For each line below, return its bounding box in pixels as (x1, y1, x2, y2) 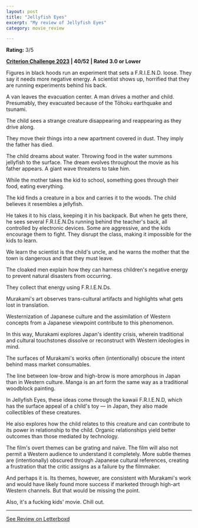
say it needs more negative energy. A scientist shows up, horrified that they (6, 76, 190, 83)
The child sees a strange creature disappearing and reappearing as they (6, 117, 181, 124)
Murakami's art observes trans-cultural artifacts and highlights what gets (6, 296, 183, 303)
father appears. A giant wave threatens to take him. (6, 165, 131, 172)
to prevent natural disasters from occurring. (6, 273, 112, 280)
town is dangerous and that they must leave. (6, 255, 114, 262)
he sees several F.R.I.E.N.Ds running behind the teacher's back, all (6, 218, 168, 225)
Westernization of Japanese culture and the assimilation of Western (6, 313, 171, 320)
